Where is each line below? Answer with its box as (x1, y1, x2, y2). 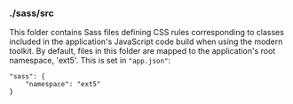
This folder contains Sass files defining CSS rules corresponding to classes (9, 27, 284, 38)
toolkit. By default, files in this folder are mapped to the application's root (9, 46, 276, 56)
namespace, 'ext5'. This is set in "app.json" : (9, 56, 171, 66)
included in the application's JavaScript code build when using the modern (9, 36, 283, 47)
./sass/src (9, 7, 55, 19)
